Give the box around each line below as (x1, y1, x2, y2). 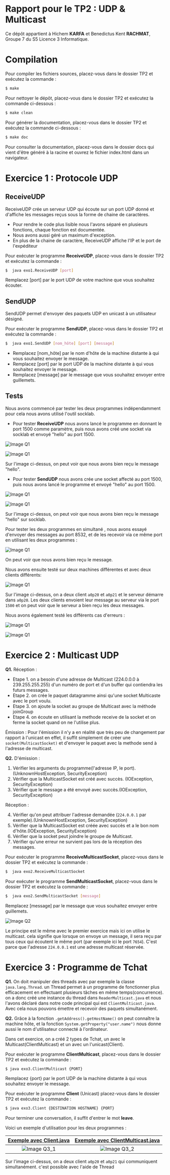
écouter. (5, 282, 23, 288)
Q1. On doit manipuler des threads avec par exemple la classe (5, 978, 134, 985)
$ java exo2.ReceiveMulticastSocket (5, 869, 85, 874)
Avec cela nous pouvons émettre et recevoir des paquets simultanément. (5, 1005, 158, 1012)
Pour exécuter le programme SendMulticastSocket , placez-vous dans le (5, 878, 158, 884)
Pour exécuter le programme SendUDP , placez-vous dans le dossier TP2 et (5, 326, 163, 332)
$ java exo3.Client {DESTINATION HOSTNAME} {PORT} (5, 1106, 115, 1111)
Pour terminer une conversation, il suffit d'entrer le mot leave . (5, 1115, 134, 1121)
